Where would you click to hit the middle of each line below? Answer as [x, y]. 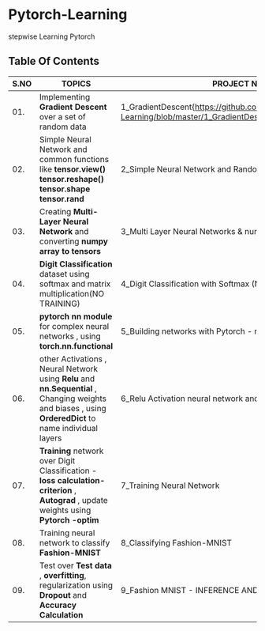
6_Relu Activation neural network [182, 399]
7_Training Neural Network [170, 486]
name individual [69, 428]
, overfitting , [63, 575]
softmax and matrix [75, 284]
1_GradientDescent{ [158, 107]
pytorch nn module [76, 316]
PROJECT [231, 83]
